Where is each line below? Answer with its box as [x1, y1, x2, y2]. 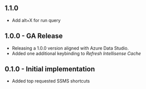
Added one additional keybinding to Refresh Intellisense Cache [11, 50, 142, 56]
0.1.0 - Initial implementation [4, 65, 95, 73]
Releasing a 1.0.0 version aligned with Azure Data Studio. [11, 45, 129, 51]
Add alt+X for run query [11, 17, 61, 23]
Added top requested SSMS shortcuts [11, 78, 90, 84]
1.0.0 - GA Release [4, 32, 63, 40]
